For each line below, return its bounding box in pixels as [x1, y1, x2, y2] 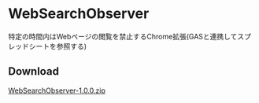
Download [8, 64, 59, 79]
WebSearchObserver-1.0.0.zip [8, 86, 106, 95]
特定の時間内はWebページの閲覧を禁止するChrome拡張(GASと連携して [8, 31, 238, 41]
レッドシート [8, 41, 50, 51]
